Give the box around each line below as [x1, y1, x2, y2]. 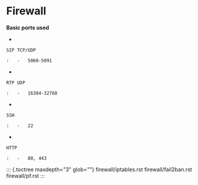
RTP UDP [6, 80, 26, 86]
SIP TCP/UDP [6, 47, 36, 53]
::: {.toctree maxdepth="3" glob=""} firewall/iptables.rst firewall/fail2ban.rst [6, 166, 193, 173]
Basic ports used [6, 24, 49, 31]
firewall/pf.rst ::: [6, 172, 45, 179]
